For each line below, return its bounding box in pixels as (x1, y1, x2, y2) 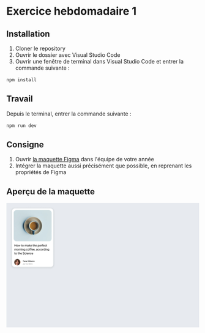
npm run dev (6, 122, 37, 129)
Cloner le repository (15, 45, 66, 52)
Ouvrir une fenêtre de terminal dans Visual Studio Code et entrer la (15, 58, 184, 65)
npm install (6, 77, 37, 83)
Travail (6, 93, 33, 104)
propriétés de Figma (15, 169, 67, 176)
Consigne (6, 139, 44, 150)
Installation (6, 29, 50, 39)
